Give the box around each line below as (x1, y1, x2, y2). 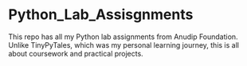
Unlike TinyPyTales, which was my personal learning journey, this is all (8, 40, 239, 49)
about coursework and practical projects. (8, 49, 143, 58)
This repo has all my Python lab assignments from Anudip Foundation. (8, 32, 238, 41)
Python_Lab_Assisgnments (8, 6, 194, 24)
